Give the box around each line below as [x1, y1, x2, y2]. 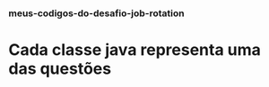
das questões [8, 59, 112, 79]
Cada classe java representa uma [8, 40, 262, 60]
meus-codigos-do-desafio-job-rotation [8, 7, 185, 20]
